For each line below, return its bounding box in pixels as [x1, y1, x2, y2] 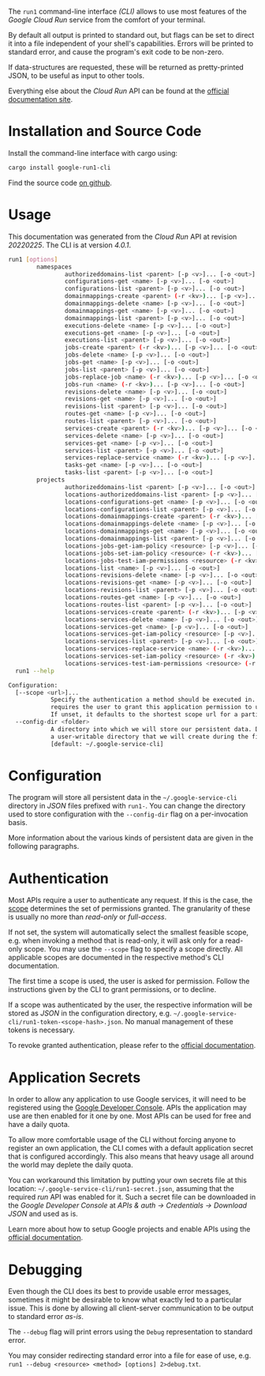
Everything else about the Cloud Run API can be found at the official [8, 86, 230, 96]
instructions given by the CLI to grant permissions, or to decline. [8, 985, 217, 994]
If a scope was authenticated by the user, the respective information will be [8, 1000, 252, 1010]
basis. [8, 818, 28, 827]
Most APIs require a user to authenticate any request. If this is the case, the [8, 895, 253, 905]
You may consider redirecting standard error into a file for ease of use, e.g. [8, 1351, 252, 1360]
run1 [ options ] [8, 255, 58, 263]
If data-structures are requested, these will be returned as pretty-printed [8, 62, 244, 72]
